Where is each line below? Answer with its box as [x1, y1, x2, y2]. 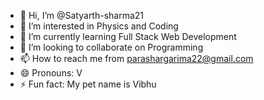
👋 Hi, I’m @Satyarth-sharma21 [19, 10, 145, 21]
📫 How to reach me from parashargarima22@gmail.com [19, 53, 254, 64]
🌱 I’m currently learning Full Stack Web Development [19, 31, 237, 42]
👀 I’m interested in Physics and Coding [19, 20, 179, 32]
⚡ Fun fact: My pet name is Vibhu [19, 78, 157, 90]
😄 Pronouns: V [19, 67, 83, 79]
